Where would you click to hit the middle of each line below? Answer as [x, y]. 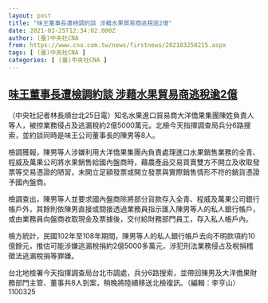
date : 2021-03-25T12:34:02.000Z [62, 30]
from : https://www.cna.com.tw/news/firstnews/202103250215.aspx [117, 45]
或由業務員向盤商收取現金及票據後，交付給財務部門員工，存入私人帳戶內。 [130, 218]
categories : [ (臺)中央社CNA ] [58, 61]
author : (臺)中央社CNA [43, 38]
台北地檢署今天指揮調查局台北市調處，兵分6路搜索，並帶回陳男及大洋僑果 [129, 273]
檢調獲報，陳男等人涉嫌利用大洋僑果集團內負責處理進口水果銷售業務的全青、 [134, 151]
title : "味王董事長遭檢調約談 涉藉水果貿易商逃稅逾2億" [91, 23]
